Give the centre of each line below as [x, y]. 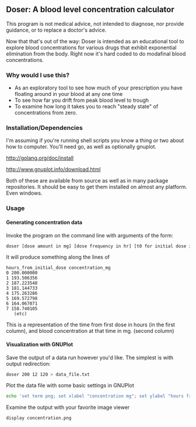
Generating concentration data [44, 222]
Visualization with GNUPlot [40, 344]
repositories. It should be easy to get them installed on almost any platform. [97, 187]
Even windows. [24, 193]
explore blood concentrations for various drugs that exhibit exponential [91, 47]
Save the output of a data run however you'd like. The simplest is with [90, 357]
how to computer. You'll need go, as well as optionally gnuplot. [81, 147]
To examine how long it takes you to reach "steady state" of [86, 106]
